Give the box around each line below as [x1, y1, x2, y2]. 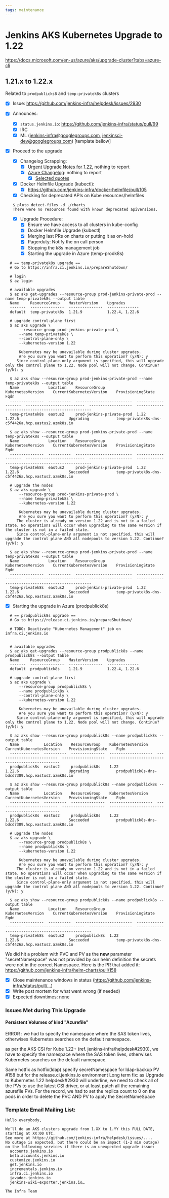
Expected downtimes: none [12, 994, 70, 1000]
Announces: [12, 110, 38, 117]
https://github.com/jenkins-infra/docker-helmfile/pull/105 [27, 186, 147, 193]
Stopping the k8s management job [27, 244, 100, 250]
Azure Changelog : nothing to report [27, 169, 102, 175]
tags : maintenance [5, 7, 44, 13]
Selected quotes [35, 175, 70, 181]
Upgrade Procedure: [20, 216, 63, 222]
